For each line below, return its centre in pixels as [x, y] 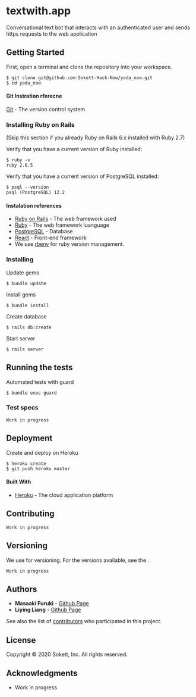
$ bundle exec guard [32, 393]
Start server [21, 338]
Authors [22, 589]
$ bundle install [28, 305]
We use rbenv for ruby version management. [69, 244]
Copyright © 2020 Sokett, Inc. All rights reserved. [67, 654]
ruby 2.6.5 [20, 165]
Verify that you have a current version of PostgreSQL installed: [83, 176]
